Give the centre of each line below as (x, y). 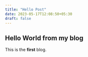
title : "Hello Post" (26, 9)
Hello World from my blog (44, 38)
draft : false (18, 18)
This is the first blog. (26, 50)
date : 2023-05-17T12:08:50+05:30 (39, 14)
